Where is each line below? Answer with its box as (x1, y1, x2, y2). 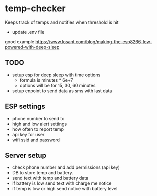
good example (5, 38, 35, 45)
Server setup (5, 151, 46, 160)
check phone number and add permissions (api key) (12, 164, 120, 170)
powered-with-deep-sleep (5, 44, 60, 50)
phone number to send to (12, 115, 65, 121)
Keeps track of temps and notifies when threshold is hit (5, 19, 119, 25)
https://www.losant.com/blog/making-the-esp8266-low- (35, 38, 152, 45)
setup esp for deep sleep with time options (12, 72, 101, 78)
